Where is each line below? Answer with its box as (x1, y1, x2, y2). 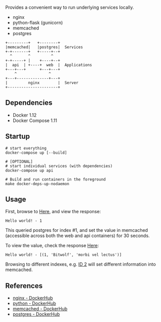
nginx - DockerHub (12, 295, 53, 301)
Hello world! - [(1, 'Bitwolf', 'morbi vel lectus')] (5, 252, 122, 257)
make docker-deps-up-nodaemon (5, 181, 70, 186)
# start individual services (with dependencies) (5, 163, 113, 168)
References (5, 281, 43, 290)
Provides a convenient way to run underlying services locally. (5, 5, 134, 10)
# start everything (5, 145, 47, 151)
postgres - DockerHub (12, 311, 60, 317)
